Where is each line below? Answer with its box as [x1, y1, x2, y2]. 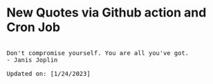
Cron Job [6, 19, 60, 35]
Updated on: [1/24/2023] [6, 70, 91, 77]
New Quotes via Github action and [6, 5, 207, 21]
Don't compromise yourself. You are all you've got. [6, 49, 189, 56]
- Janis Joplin [6, 56, 58, 63]
